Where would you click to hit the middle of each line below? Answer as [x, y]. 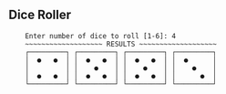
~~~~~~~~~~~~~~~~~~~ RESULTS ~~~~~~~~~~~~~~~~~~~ [121, 44]
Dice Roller [40, 15]
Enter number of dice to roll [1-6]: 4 [101, 36]
